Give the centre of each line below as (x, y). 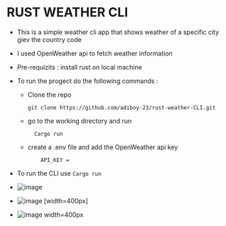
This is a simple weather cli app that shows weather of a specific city (118, 32)
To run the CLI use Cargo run (59, 173)
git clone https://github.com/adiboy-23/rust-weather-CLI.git (122, 107)
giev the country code (49, 39)
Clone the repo (49, 95)
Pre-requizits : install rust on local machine (80, 67)
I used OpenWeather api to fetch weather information (95, 53)
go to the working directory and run (80, 121)
